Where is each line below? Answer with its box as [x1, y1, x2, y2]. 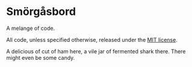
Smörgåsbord [6, 5, 76, 19]
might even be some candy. [6, 54, 75, 61]
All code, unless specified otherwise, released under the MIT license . [6, 36, 178, 43]
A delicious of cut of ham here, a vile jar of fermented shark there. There [6, 47, 186, 55]
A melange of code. [6, 25, 55, 32]
